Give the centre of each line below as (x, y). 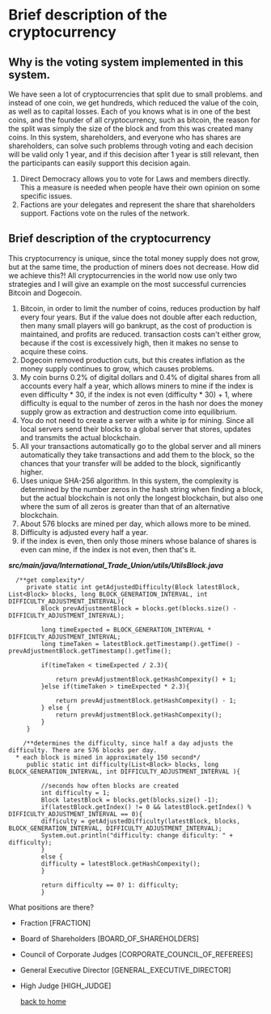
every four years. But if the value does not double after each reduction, (138, 317)
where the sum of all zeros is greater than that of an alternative (125, 506)
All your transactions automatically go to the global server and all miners (140, 446)
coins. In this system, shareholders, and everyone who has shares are (125, 137)
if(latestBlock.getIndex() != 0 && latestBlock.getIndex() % (146, 807)
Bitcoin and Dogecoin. (45, 293)
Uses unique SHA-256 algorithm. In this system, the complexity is (129, 481)
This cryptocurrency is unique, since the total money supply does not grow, (134, 258)
